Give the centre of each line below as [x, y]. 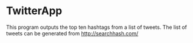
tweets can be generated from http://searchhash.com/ [72, 33]
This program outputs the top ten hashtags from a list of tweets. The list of [97, 27]
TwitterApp [34, 11]
